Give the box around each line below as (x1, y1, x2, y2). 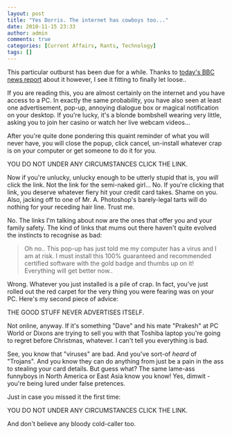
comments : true (7, 36, 51, 43)
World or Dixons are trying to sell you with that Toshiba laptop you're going (7, 329, 221, 337)
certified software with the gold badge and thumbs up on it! (24, 259, 195, 267)
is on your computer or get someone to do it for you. (7, 146, 157, 155)
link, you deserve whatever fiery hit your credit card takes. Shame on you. (7, 188, 218, 196)
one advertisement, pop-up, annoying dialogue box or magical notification (7, 103, 220, 112)
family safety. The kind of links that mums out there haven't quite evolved (7, 223, 217, 232)
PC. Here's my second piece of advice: (7, 294, 119, 302)
